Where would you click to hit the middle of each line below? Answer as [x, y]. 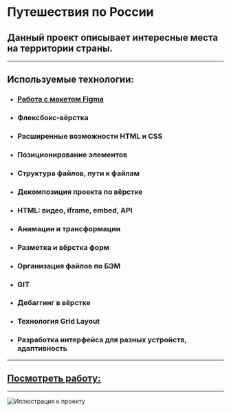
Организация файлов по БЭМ [69, 266]
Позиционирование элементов [72, 155]
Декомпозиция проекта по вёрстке [80, 192]
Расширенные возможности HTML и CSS [90, 137]
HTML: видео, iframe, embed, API [75, 210]
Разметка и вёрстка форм [63, 247]
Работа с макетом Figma [60, 99]
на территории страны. [60, 48]
